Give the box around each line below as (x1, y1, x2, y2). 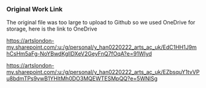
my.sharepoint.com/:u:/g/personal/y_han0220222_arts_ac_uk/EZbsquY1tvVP (6, 68, 200, 76)
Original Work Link (6, 5, 63, 13)
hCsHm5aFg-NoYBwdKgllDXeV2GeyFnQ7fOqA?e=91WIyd (6, 50, 152, 57)
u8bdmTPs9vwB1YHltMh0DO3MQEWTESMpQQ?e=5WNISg (6, 75, 158, 82)
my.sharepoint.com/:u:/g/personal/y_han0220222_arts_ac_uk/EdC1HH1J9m (6, 43, 197, 51)
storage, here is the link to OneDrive (6, 25, 97, 32)
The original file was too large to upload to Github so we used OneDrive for (6, 19, 196, 26)
